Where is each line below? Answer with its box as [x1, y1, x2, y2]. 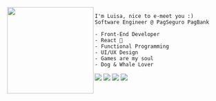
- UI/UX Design [95, 49, 139, 56]
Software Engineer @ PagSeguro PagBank [95, 19, 209, 26]
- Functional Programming [95, 43, 169, 50]
